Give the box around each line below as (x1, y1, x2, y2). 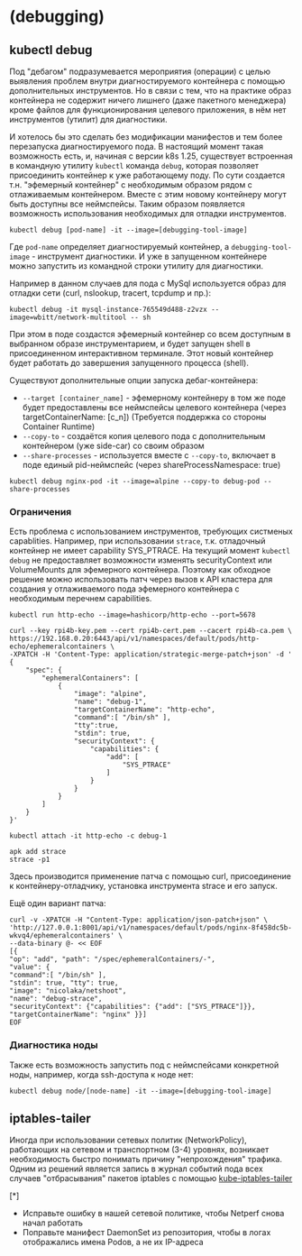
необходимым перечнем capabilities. (9, 593, 152, 604)
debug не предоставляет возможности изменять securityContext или (9, 555, 272, 565)
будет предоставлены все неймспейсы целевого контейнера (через (22, 402, 287, 412)
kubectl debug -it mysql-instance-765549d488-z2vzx (9, 305, 207, 314)
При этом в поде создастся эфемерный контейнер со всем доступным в (9, 329, 291, 339)
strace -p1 (9, 855, 50, 865)
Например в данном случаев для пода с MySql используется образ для (9, 278, 287, 289)
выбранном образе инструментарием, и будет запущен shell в (9, 338, 251, 349)
